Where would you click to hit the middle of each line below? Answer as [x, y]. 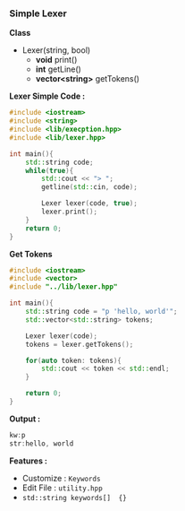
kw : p [17, 435]
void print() [56, 60]
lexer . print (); [70, 212]
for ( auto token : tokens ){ [74, 360]
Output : [25, 419]
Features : [28, 461]
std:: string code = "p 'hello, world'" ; [101, 312]
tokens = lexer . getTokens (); [80, 344]
